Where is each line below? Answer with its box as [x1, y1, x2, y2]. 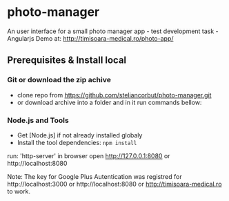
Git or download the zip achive [7, 75, 112, 85]
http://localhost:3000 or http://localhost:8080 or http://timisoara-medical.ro [7, 180, 222, 188]
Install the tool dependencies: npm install [17, 138, 137, 146]
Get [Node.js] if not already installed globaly [17, 131, 143, 139]
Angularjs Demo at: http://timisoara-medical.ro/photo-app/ [7, 34, 174, 42]
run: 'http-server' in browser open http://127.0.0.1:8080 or [7, 151, 170, 160]
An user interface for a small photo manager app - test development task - [7, 27, 219, 35]
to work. [7, 187, 31, 195]
